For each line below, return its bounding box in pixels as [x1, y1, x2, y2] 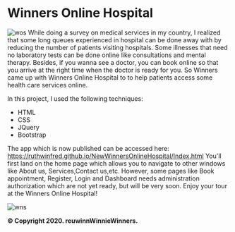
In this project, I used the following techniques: [7, 94, 143, 103]
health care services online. [7, 80, 88, 89]
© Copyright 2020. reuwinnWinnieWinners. [7, 216, 138, 225]
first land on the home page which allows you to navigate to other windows [7, 159, 226, 167]
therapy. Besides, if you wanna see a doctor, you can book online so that [7, 58, 219, 66]
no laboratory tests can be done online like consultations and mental [7, 51, 206, 59]
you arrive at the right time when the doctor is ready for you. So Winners [7, 66, 218, 74]
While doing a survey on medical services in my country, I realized [28, 28, 221, 37]
